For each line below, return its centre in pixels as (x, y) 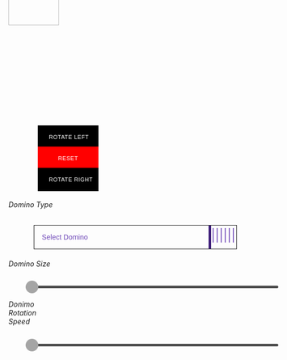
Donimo (21, 304)
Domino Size (30, 264)
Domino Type (31, 204)
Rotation (22, 313)
